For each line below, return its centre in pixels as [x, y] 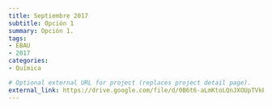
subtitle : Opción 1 [41, 23]
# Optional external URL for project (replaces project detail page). [130, 82]
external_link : [34, 90]
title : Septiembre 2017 [49, 16]
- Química [25, 68]
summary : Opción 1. [41, 31]
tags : [17, 38]
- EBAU [19, 46]
